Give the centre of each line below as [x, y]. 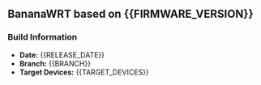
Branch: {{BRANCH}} [55, 63]
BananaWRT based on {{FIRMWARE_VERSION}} [131, 14]
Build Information [43, 37]
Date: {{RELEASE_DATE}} [62, 55]
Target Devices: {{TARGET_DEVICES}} [84, 72]
